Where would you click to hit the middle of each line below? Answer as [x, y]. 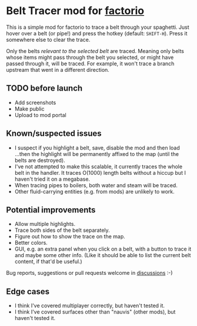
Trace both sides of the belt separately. [62, 230]
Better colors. [31, 243]
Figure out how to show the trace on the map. [70, 237]
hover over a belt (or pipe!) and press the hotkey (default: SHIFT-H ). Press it [97, 33]
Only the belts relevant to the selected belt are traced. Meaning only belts [95, 51]
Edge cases [28, 292]
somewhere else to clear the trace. [48, 39]
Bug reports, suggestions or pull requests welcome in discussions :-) [89, 273]
